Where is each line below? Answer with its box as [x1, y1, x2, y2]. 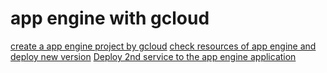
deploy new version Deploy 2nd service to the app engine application [10, 50, 297, 62]
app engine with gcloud [10, 7, 210, 30]
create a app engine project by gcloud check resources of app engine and [10, 40, 317, 52]
